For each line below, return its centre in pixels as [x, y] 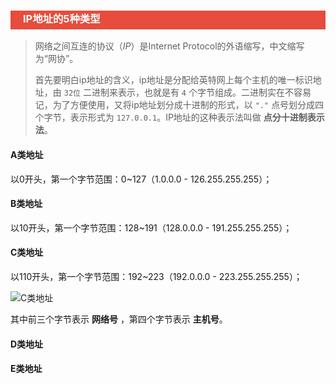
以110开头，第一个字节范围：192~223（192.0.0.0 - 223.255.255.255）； [156, 276]
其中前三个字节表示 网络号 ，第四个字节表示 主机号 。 [119, 319]
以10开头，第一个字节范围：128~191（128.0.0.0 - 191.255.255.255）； [151, 227]
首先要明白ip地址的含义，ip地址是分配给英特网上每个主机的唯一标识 [173, 80]
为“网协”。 [56, 59]
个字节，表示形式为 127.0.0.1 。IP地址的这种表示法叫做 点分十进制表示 [179, 117]
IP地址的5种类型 [62, 18]
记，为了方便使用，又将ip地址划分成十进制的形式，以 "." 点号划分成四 [179, 105]
